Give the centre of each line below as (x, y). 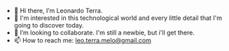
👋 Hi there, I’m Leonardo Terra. (58, 11)
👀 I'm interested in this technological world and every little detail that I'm (118, 18)
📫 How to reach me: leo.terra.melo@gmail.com (83, 40)
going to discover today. (49, 25)
